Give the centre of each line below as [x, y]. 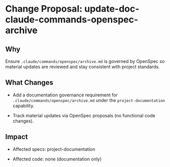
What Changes [29, 82]
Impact [16, 137]
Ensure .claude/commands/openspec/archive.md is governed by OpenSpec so [85, 61]
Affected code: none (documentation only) [57, 159]
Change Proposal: [44, 9]
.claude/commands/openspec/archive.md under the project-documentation [89, 100]
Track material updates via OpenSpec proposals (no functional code [84, 115]
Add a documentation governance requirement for [65, 95]
